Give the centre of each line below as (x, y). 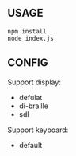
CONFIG (28, 63)
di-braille (34, 106)
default (30, 145)
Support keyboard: (38, 130)
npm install (27, 31)
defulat (30, 97)
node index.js (31, 38)
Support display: (34, 82)
